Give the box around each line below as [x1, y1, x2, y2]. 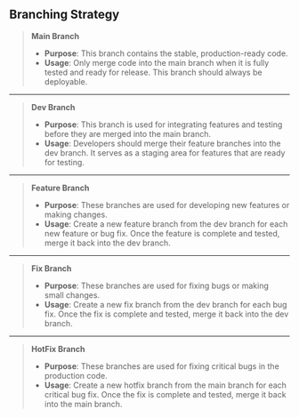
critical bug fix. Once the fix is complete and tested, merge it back [44, 389, 287, 399]
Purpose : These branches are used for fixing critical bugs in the [44, 360, 280, 372]
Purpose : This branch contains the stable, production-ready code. [44, 48, 288, 59]
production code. [44, 370, 109, 381]
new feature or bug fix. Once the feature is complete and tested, [44, 228, 280, 238]
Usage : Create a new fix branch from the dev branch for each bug [44, 299, 287, 309]
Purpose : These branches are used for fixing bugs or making [44, 280, 269, 291]
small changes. [44, 289, 101, 301]
